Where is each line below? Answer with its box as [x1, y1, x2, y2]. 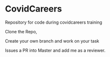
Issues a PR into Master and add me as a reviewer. [5, 47, 106, 53]
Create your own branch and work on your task [5, 38, 99, 44]
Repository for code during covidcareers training [5, 19, 103, 25]
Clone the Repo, [5, 28, 37, 34]
